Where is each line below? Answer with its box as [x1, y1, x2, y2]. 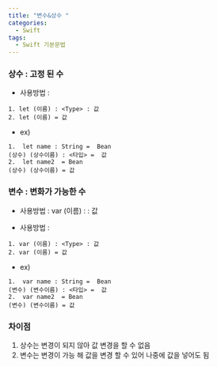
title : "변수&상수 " [8, 11, 70, 20]
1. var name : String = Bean [8, 278, 112, 286]
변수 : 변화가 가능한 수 [8, 187, 86, 198]
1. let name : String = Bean [8, 143, 112, 151]
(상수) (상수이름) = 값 [8, 167, 75, 175]
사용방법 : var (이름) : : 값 [19, 206, 98, 215]
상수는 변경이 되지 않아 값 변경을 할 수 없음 [19, 341, 151, 350]
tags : [8, 33, 26, 42]
